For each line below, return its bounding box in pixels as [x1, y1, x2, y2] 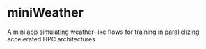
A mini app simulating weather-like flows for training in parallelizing [7, 28, 200, 36]
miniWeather [7, 5, 84, 21]
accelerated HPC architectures [7, 35, 95, 43]
